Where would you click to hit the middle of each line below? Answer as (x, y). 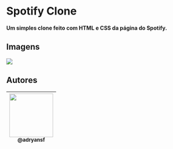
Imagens (23, 47)
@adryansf (31, 140)
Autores (22, 80)
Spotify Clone (42, 11)
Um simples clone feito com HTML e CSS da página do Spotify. (87, 28)
